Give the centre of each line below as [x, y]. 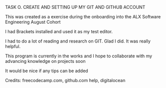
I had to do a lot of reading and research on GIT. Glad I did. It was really [78, 41]
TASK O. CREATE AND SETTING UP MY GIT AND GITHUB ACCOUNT [75, 7]
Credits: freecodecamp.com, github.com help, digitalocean [65, 80]
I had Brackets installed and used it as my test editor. [59, 31]
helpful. [13, 46]
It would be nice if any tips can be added [47, 71]
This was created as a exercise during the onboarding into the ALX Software [83, 17]
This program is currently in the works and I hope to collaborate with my [79, 56]
